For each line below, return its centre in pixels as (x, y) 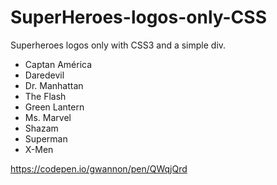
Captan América (58, 64)
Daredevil (44, 75)
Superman (46, 138)
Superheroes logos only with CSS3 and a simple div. (118, 45)
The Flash (45, 96)
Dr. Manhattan (54, 85)
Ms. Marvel (48, 117)
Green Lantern (54, 107)
